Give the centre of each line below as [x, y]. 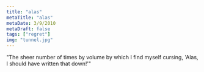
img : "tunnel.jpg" [30, 40]
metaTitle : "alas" [30, 18]
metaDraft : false [28, 29]
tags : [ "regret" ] [28, 34]
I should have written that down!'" [49, 64]
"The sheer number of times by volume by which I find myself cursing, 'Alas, [102, 57]
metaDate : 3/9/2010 [31, 23]
